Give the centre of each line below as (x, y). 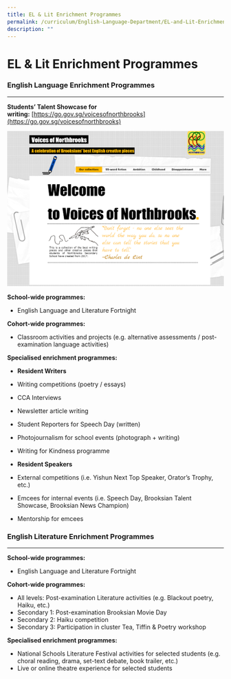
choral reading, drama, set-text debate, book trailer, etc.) (98, 661)
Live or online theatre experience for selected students (95, 668)
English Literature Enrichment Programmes (81, 536)
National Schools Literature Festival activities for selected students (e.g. (119, 654)
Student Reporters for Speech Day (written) (79, 424)
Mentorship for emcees (50, 518)
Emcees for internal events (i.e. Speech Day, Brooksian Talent (104, 498)
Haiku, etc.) (33, 605)
